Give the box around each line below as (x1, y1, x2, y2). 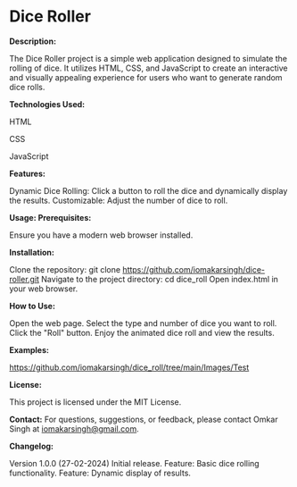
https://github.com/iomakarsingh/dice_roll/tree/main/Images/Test (9, 362, 250, 373)
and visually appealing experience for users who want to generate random (9, 71, 283, 82)
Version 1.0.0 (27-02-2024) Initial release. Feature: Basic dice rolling (9, 458, 260, 468)
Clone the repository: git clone (9, 264, 121, 274)
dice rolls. (9, 81, 45, 92)
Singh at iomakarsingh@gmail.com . (9, 423, 140, 434)
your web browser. (9, 283, 78, 294)
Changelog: (9, 441, 54, 451)
